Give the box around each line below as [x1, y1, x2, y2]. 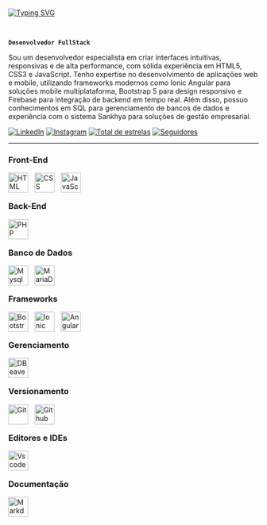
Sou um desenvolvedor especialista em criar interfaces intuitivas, [8, 52, 222, 62]
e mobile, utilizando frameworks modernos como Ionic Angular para [8, 78, 231, 87]
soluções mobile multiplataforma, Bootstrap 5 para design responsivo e [8, 87, 242, 95]
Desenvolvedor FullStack [8, 39, 91, 47]
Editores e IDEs [8, 432, 68, 443]
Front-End [8, 154, 48, 165]
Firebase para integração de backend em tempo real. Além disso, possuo [8, 95, 249, 104]
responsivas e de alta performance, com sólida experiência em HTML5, [8, 61, 242, 71]
